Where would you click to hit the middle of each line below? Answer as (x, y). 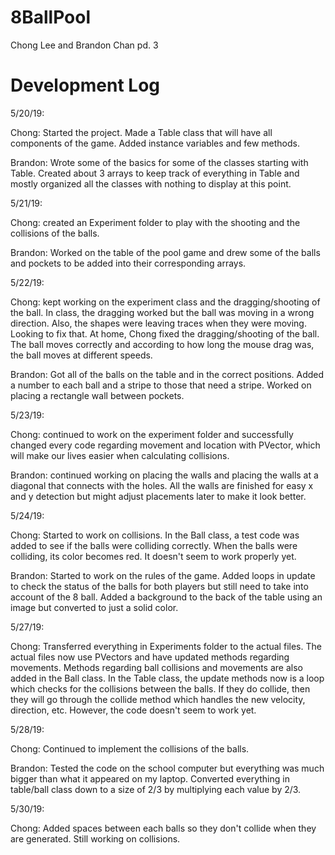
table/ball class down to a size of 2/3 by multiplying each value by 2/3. (156, 789)
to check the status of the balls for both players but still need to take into (159, 586)
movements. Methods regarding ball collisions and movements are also (156, 667)
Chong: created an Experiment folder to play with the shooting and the (155, 222)
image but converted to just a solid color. (94, 607)
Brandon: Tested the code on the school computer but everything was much (167, 768)
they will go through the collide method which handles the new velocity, (158, 699)
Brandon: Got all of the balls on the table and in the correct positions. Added (167, 374)
